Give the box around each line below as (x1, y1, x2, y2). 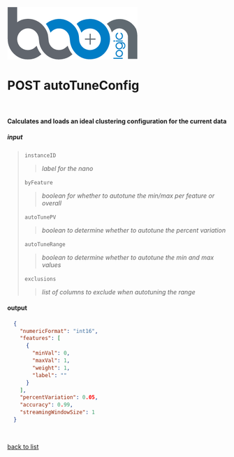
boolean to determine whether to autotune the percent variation (41, 226, 226, 234)
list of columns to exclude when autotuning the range (41, 287, 196, 296)
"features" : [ (20, 335, 61, 342)
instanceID (24, 151, 57, 159)
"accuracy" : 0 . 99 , (20, 402, 73, 409)
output (7, 303, 28, 312)
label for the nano (41, 164, 94, 172)
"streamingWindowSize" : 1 (20, 409, 96, 416)
